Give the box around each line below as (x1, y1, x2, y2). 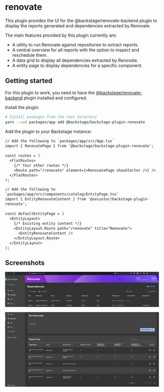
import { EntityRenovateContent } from (5, 196, 86, 201)
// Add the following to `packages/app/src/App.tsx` (5, 138, 115, 143)
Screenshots (5, 259, 45, 267)
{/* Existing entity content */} (14, 221, 82, 226)
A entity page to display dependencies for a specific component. (12, 63, 143, 68)
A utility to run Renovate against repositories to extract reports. (12, 42, 139, 47)
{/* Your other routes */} (14, 163, 69, 168)
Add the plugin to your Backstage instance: (5, 129, 92, 134)
